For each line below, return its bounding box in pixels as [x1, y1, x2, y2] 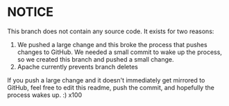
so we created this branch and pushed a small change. [17, 55, 174, 63]
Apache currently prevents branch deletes [17, 62, 139, 71]
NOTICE [7, 4, 54, 20]
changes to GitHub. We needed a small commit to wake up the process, [17, 48, 222, 56]
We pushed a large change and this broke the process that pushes [17, 40, 207, 48]
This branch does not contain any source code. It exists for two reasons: [7, 27, 214, 35]
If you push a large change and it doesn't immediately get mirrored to [7, 76, 205, 84]
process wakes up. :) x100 [7, 91, 82, 99]
